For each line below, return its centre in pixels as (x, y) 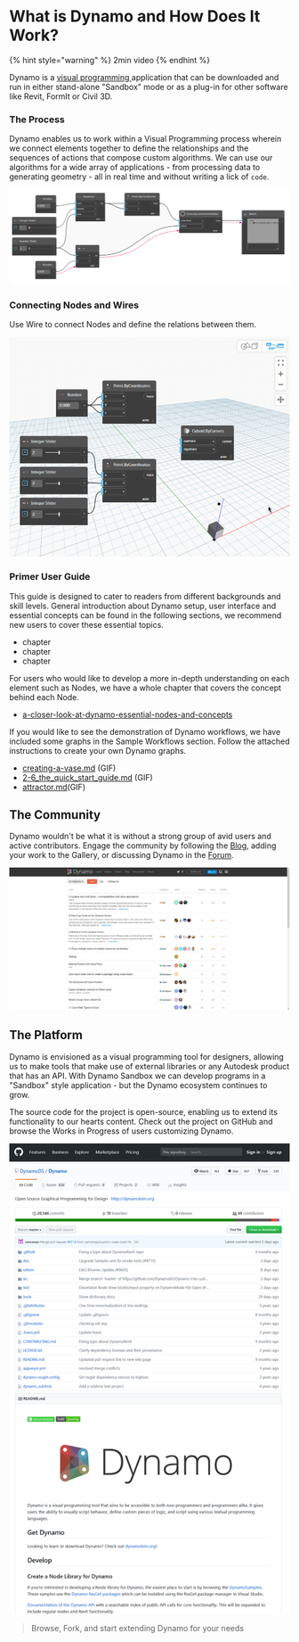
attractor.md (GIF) (54, 787)
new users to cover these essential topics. (87, 624)
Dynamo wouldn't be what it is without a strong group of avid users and (140, 837)
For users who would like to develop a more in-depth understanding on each (149, 678)
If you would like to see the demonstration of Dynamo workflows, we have (145, 731)
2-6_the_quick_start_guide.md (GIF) (87, 777)
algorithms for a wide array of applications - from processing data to (135, 168)
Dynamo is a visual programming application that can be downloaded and (144, 77)
